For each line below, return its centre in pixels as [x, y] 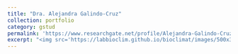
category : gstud [31, 27]
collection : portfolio [41, 20]
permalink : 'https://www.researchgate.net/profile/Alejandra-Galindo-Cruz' [121, 33]
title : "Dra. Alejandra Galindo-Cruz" [64, 14]
